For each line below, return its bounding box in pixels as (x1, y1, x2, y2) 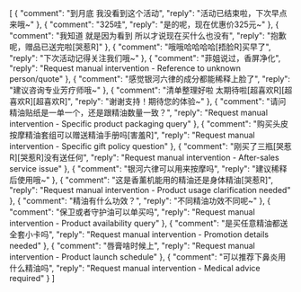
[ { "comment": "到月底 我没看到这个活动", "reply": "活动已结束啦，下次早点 (9, 8, 288, 18)
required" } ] (9, 273, 56, 283)
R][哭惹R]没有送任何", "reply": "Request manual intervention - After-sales (9, 152, 280, 163)
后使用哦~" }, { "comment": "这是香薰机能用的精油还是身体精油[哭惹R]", (9, 174, 274, 185)
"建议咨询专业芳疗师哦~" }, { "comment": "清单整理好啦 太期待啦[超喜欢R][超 (9, 84, 293, 95)
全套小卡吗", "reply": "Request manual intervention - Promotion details (9, 229, 270, 240)
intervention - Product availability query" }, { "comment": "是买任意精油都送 (9, 218, 288, 228)
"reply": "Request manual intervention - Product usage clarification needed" (9, 185, 291, 195)
